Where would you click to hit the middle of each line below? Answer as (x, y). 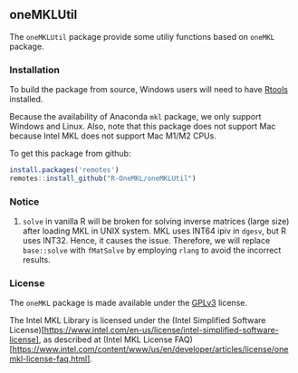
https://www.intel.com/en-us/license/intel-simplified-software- (161, 330)
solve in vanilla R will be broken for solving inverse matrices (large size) (156, 222)
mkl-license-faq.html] (50, 359)
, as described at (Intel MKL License (106, 340)
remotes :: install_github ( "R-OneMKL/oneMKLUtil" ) (103, 178)
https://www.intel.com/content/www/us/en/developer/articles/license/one (150, 349)
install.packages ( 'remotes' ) (64, 170)
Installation (35, 70)
